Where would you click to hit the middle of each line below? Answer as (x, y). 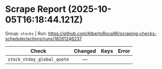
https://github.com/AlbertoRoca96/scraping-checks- (102, 33)
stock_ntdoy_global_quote (38, 59)
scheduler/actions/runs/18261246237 (44, 39)
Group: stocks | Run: (26, 33)
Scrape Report (36, 9)
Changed (85, 51)
